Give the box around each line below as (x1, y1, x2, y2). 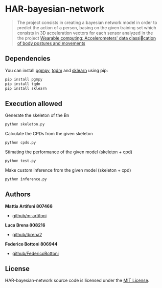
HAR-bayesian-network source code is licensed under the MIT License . (5, 277, 150, 284)
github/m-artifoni (12, 212, 47, 218)
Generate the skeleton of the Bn (5, 112, 69, 118)
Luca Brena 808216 (5, 222, 46, 228)
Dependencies (5, 55, 50, 63)
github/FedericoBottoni (12, 250, 59, 256)
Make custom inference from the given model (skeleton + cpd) (5, 167, 131, 173)
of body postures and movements (17, 40, 86, 46)
